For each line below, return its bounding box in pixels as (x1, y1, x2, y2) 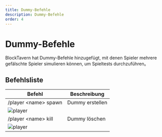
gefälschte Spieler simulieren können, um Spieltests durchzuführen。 (5, 61, 149, 67)
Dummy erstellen (67, 99, 108, 106)
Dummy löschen (67, 115, 106, 122)
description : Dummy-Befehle (5, 12, 64, 17)
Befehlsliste (5, 76, 44, 84)
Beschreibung (70, 91, 105, 98)
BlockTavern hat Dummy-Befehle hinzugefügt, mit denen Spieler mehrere (5, 55, 157, 61)
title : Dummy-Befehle (5, 7, 51, 13)
